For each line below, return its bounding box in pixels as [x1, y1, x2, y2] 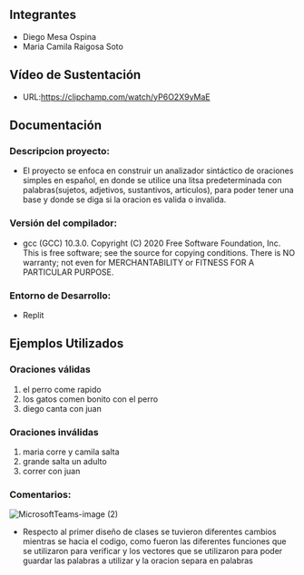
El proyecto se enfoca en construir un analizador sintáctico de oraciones [22, 165, 294, 176]
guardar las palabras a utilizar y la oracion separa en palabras [22, 555, 254, 566]
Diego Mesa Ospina [22, 31, 97, 42]
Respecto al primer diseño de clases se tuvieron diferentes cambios [22, 526, 277, 538]
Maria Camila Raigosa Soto [22, 41, 124, 52]
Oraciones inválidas [9, 425, 99, 438]
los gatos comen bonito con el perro [22, 394, 159, 404]
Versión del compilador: [9, 217, 118, 229]
